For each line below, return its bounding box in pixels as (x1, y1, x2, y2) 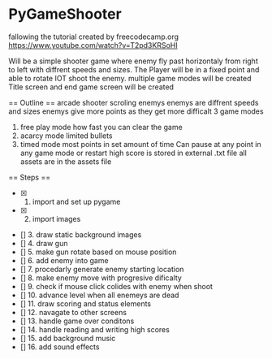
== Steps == (8, 172, 51, 182)
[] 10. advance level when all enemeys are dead (19, 290, 179, 300)
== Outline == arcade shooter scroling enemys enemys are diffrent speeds (8, 97, 259, 107)
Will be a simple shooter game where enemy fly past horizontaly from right (8, 56, 258, 66)
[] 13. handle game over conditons (19, 316, 135, 326)
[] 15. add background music (19, 333, 116, 343)
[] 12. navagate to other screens (19, 307, 127, 317)
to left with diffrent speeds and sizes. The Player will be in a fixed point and (8, 64, 260, 74)
